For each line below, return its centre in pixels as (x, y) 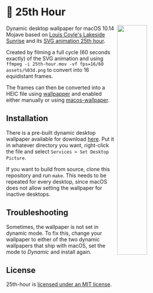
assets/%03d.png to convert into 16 (48, 69)
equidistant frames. (30, 76)
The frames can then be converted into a (56, 87)
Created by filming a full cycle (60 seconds (58, 52)
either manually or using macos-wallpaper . (58, 100)
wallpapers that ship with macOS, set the (56, 245)
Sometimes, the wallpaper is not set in (52, 227)
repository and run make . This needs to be (56, 175)
